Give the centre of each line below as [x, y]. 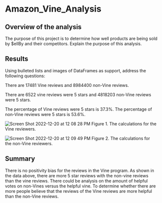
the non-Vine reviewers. [29, 143]
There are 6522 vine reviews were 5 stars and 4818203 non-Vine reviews [78, 94]
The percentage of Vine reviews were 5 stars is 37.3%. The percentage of [79, 109]
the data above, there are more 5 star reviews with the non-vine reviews [77, 175]
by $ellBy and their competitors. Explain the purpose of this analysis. [73, 44]
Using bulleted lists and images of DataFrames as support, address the [76, 70]
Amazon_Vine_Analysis [53, 9]
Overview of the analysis [43, 27]
